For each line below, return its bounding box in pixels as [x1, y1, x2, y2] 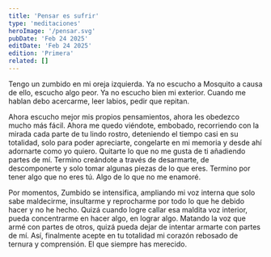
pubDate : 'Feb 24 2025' [8, 34, 89, 43]
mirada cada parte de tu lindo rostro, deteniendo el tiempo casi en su [8, 128, 239, 138]
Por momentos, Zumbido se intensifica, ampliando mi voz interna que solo [8, 187, 256, 197]
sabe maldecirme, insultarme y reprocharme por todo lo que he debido [8, 196, 245, 206]
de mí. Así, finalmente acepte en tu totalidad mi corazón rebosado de [8, 230, 239, 240]
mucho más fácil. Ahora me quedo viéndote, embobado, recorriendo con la [8, 120, 260, 130]
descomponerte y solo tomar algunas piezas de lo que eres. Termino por [8, 163, 251, 173]
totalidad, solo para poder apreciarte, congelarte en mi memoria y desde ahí [8, 137, 262, 147]
